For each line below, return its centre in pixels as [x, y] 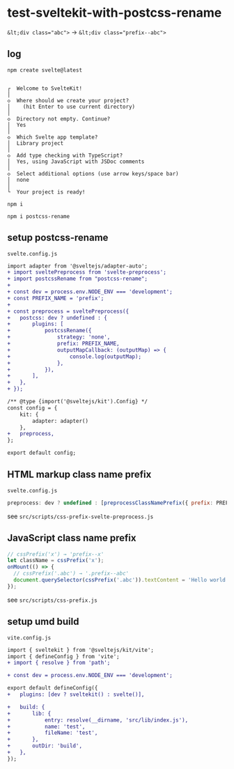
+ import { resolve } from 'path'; [59, 663]
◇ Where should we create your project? [68, 100]
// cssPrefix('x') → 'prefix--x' [56, 554]
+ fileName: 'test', [53, 733]
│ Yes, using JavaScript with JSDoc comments [76, 162]
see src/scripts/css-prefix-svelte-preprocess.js [80, 516]
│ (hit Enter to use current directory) [71, 107]
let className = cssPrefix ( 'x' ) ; [56, 561]
